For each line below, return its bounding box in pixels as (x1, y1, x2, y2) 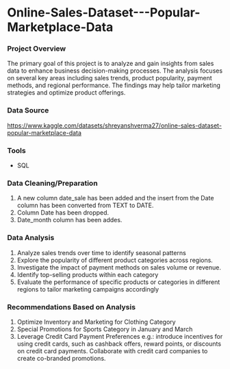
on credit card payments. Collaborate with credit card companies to (16, 346, 208, 355)
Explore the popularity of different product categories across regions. (16, 256, 214, 264)
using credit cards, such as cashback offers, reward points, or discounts (16, 340, 221, 348)
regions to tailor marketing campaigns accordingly (16, 285, 159, 293)
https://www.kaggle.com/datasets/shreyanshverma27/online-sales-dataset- (7, 121, 222, 130)
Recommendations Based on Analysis (7, 302, 136, 311)
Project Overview (7, 44, 66, 53)
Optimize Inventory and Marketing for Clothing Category (16, 318, 176, 326)
